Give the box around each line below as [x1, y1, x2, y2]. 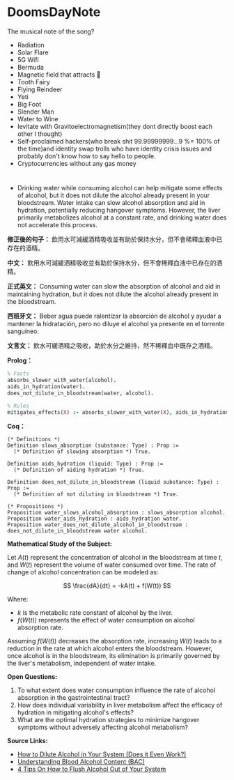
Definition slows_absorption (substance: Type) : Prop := [7, 442, 179, 450]
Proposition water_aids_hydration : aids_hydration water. [7, 515, 182, 523]
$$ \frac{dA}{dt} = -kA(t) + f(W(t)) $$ [63, 581, 171, 590]
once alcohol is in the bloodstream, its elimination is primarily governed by [7, 652, 221, 660]
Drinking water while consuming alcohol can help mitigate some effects [17, 184, 223, 192]
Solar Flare [17, 48, 49, 56]
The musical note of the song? [7, 27, 95, 36]
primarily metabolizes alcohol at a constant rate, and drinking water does [17, 213, 227, 222]
